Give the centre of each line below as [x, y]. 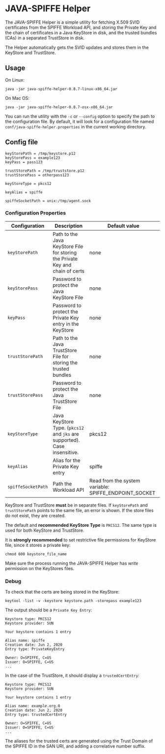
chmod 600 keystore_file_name [36, 554]
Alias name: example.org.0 [33, 706]
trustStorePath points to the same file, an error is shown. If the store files [79, 510]
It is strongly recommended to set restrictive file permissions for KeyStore [81, 540]
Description [69, 226]
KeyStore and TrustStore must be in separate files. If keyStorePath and [77, 505]
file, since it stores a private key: [38, 545]
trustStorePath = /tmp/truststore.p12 [45, 171]
